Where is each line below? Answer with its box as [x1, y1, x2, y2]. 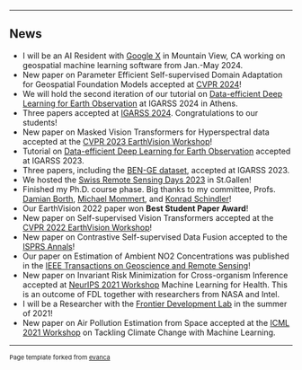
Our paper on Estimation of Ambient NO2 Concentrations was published [22, 251, 289, 261]
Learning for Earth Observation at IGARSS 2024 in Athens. [22, 98, 238, 109]
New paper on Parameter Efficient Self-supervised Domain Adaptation [22, 69, 283, 80]
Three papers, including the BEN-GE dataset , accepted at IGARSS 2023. [22, 164, 290, 175]
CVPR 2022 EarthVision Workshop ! [22, 222, 153, 233]
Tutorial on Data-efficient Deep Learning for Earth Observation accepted [22, 145, 291, 156]
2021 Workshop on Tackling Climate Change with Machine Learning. [22, 327, 276, 338]
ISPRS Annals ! [22, 241, 75, 251]
